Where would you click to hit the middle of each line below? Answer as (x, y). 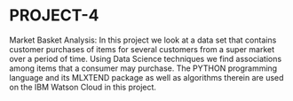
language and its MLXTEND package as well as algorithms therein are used (146, 77)
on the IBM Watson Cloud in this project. (83, 87)
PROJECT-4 (54, 16)
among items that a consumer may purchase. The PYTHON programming (143, 68)
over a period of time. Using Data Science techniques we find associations (146, 58)
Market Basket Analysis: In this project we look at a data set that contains (143, 40)
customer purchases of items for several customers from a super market (142, 49)
